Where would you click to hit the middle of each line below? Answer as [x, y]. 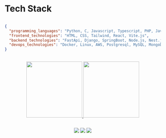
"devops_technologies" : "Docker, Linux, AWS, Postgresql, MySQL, [78, 45]
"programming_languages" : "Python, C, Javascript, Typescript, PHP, [81, 31]
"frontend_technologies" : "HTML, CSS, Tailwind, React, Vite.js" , [79, 35]
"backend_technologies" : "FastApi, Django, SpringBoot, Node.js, [78, 40]
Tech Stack [28, 9]
